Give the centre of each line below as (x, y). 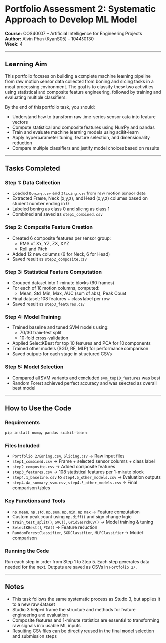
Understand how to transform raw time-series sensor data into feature (84, 116)
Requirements (22, 422)
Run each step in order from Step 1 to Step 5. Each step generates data (77, 562)
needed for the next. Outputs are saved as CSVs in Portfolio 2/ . (71, 567)
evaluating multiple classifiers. (36, 97)
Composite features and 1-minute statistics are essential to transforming (86, 620)
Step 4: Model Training (33, 317)
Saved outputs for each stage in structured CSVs (62, 354)
